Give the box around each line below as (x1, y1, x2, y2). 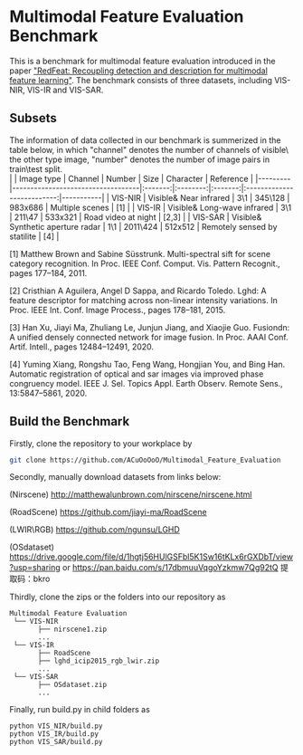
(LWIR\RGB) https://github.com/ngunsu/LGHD (9, 524, 181, 535)
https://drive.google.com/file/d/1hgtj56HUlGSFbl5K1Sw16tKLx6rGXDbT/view (9, 551, 294, 562)
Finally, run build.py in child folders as (9, 704, 151, 715)
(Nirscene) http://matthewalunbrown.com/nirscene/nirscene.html (9, 489, 252, 500)
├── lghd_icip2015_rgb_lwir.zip (37, 656, 160, 666)
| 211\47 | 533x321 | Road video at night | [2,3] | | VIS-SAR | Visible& (9, 211, 262, 223)
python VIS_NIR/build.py (9, 722, 103, 731)
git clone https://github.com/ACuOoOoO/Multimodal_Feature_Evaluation (9, 455, 281, 464)
